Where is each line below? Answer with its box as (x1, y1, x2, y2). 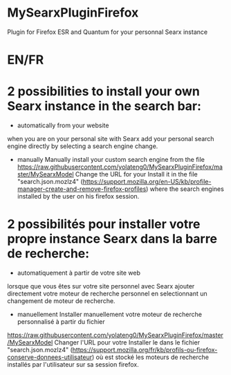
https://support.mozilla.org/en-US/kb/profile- (82, 178, 212, 186)
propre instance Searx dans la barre (7, 231, 218, 247)
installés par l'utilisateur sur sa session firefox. (7, 360, 140, 368)
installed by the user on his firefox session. (17, 192, 140, 201)
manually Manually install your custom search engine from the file (17, 156, 205, 164)
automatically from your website (17, 121, 109, 129)
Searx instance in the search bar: (7, 98, 202, 114)
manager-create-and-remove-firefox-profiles (17, 185, 147, 193)
